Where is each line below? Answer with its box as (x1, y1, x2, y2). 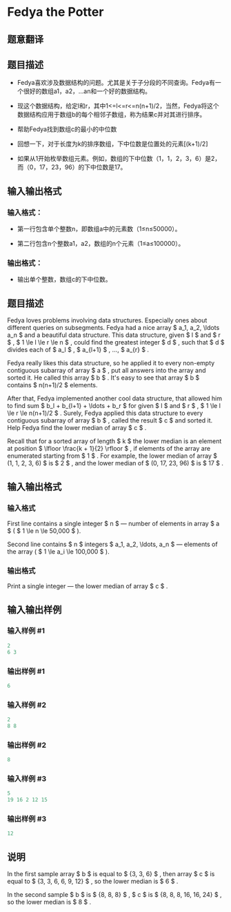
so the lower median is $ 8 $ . (7, 898, 92, 906)
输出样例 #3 (7, 814, 47, 824)
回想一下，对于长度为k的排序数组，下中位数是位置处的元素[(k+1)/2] (17, 139, 208, 148)
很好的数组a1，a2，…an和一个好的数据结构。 (23, 87, 152, 95)
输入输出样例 (7, 603, 62, 615)
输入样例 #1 (7, 626, 45, 636)
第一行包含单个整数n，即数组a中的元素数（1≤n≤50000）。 (17, 225, 181, 233)
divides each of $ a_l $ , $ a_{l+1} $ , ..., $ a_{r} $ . (7, 346, 150, 354)
